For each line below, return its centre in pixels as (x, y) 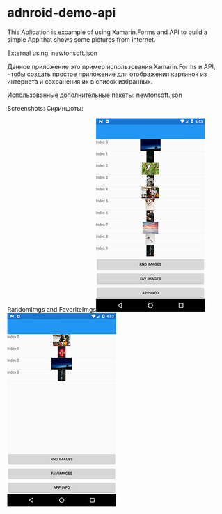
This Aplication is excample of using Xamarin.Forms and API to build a (107, 32)
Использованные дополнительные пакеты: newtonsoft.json (95, 95)
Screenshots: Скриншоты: (45, 108)
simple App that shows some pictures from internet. (81, 39)
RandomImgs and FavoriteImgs (51, 309)
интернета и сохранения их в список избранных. (80, 81)
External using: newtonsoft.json (53, 53)
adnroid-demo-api (62, 13)
